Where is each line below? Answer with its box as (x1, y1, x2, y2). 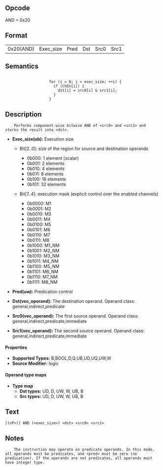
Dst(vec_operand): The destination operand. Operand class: (12, 298, 136, 304)
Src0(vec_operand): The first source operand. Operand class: (12, 313, 139, 319)
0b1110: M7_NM (27, 274, 58, 280)
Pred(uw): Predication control (12, 289, 73, 295)
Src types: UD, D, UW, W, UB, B (19, 393, 83, 399)
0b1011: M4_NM (27, 258, 59, 264)
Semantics (5, 62, 39, 71)
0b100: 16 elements (27, 176, 66, 182)
